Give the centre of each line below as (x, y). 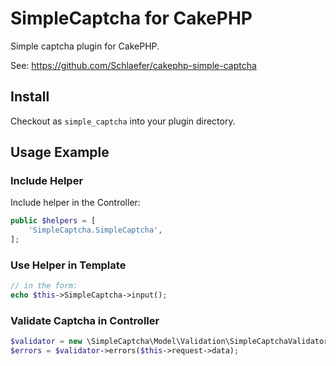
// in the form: (44, 286)
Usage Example (60, 152)
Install (30, 97)
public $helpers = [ (53, 221)
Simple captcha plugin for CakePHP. (85, 46)
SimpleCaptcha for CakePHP (131, 18)
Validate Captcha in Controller (85, 321)
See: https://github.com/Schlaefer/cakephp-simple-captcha (133, 65)
